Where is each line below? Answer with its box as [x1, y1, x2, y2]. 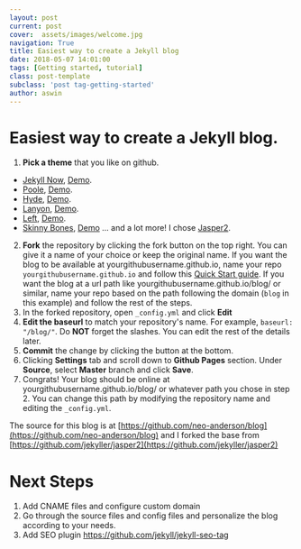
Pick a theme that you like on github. [22, 157, 160, 168]
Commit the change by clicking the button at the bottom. [22, 345, 234, 356]
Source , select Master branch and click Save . [22, 364, 194, 375]
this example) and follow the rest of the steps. [22, 297, 193, 308]
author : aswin [9, 88, 63, 97]
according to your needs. [22, 520, 116, 531]
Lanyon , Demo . [22, 204, 79, 215]
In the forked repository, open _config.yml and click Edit [22, 307, 233, 318]
